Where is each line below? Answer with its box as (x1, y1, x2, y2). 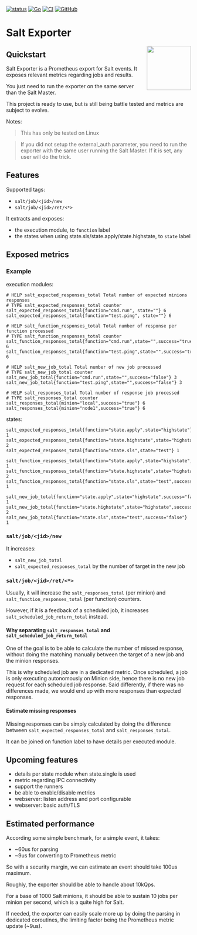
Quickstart (6, 49, 46, 59)
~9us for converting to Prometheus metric (14, 852, 117, 859)
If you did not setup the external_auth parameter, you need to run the (20, 141, 188, 148)
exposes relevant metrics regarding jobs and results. (6, 71, 133, 78)
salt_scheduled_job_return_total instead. (6, 613, 108, 620)
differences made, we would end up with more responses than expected (6, 687, 181, 694)
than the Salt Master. (6, 89, 56, 96)
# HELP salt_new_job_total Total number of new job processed (6, 364, 161, 370)
